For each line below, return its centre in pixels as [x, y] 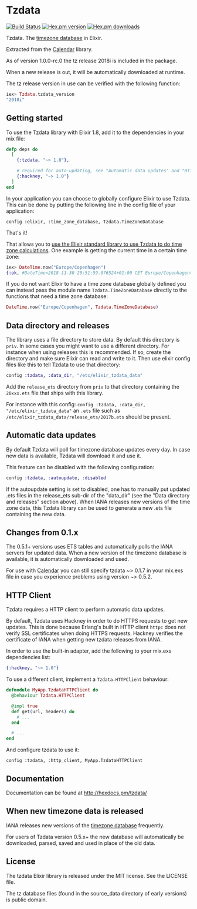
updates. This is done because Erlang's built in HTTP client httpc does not [96, 627]
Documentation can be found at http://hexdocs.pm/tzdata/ [77, 793]
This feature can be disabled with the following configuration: [80, 467]
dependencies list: [28, 657]
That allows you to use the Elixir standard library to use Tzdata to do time [94, 244]
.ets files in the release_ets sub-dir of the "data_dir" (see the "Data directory [98, 495]
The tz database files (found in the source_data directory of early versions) [97, 893]
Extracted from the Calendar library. [49, 49]
